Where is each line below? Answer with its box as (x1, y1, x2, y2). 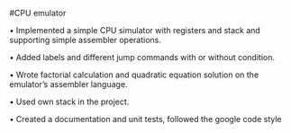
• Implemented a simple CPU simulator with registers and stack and (9, 25, 261, 35)
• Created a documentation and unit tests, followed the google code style (9, 114, 282, 124)
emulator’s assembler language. (9, 79, 128, 89)
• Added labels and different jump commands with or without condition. (9, 52, 275, 62)
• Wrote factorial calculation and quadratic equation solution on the (9, 69, 259, 80)
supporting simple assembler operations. (9, 35, 162, 45)
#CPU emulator (9, 8, 67, 18)
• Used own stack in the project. (9, 96, 130, 107)
